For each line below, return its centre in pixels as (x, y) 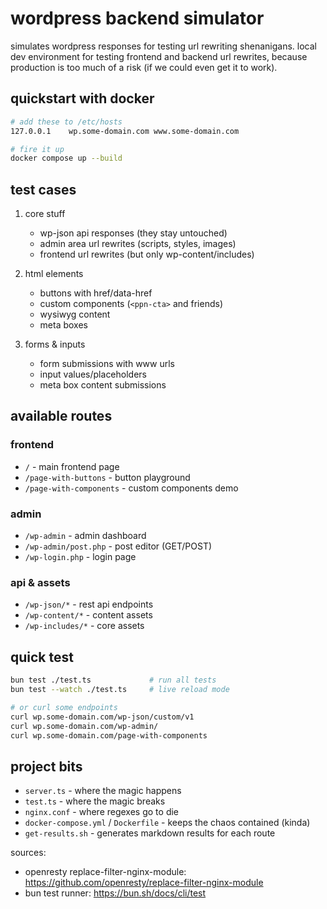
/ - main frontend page (72, 466)
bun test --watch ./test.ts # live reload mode (120, 690)
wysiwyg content (75, 314)
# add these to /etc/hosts (66, 122)
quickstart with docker (82, 98)
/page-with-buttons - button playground (107, 477)
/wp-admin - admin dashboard (85, 536)
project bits (46, 766)
